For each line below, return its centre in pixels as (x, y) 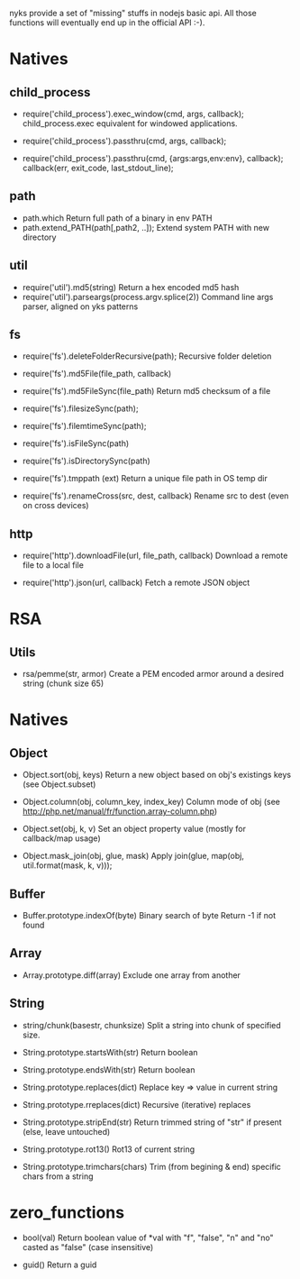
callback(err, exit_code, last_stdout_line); (98, 168)
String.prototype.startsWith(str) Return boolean (110, 1052)
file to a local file (53, 565)
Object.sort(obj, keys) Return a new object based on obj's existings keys (156, 775)
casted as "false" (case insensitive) (88, 1247)
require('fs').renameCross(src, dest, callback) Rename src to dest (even (155, 496)
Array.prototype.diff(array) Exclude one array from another (132, 975)
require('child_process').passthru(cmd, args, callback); (124, 141)
